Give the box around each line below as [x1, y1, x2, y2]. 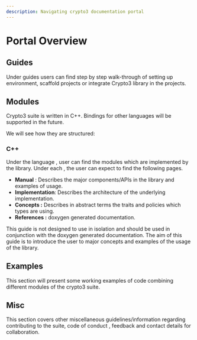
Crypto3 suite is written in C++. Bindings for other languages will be [6, 112, 172, 119]
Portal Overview [6, 34, 88, 47]
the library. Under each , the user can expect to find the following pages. [6, 164, 183, 171]
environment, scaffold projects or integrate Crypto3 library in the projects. [6, 79, 186, 86]
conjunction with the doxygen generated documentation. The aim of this [6, 231, 182, 238]
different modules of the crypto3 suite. [6, 283, 101, 290]
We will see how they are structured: [6, 130, 95, 137]
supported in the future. [6, 119, 64, 126]
